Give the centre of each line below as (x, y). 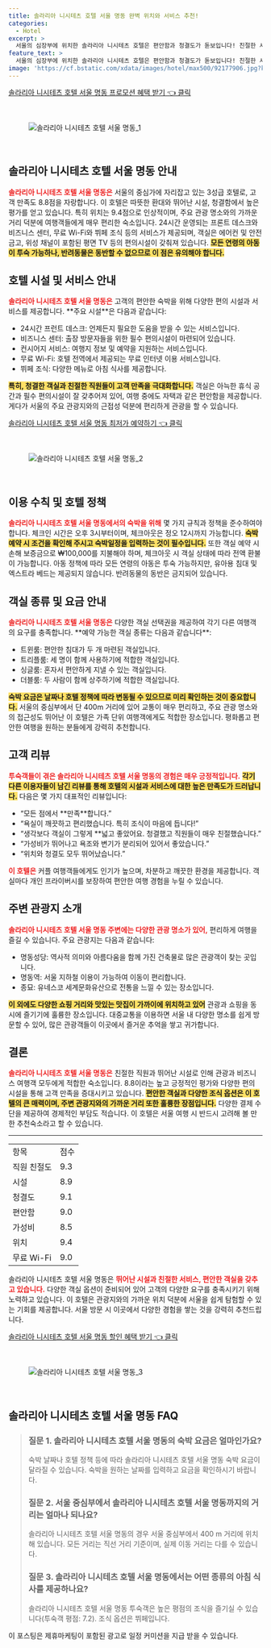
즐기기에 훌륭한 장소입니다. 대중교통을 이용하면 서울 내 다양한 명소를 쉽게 (137, 1014)
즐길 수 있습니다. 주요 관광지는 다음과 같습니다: (81, 940)
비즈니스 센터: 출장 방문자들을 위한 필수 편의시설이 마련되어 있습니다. (127, 339)
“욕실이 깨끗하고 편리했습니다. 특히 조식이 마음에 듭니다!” (109, 823)
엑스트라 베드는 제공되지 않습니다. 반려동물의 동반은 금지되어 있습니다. (118, 574)
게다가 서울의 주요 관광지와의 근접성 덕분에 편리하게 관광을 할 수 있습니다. (123, 406)
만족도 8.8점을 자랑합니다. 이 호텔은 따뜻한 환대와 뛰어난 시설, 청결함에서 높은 (138, 202)
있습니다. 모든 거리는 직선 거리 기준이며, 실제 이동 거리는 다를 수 (136, 1544)
